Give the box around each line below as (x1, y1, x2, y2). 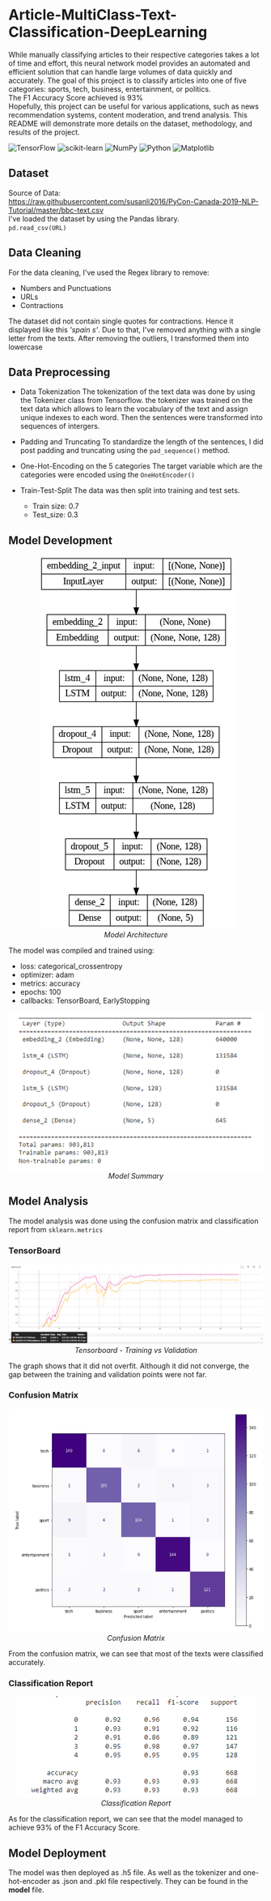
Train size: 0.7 (32, 501, 79, 512)
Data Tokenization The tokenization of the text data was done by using (19, 387, 256, 396)
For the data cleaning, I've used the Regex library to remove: (8, 268, 210, 277)
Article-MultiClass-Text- (8, 6, 177, 24)
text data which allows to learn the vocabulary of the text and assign (19, 404, 248, 414)
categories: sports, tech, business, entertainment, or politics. (8, 83, 211, 94)
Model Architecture (104, 930, 168, 940)
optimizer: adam (19, 970, 74, 980)
